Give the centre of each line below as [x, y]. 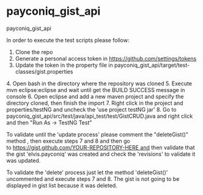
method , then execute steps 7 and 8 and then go [68, 141]
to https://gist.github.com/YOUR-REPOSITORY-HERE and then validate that [101, 147]
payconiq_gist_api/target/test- [152, 65]
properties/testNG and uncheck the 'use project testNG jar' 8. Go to [91, 109]
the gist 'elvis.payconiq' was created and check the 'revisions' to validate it [101, 154]
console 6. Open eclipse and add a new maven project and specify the [95, 96]
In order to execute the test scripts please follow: [68, 40]
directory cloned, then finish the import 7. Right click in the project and [95, 103]
